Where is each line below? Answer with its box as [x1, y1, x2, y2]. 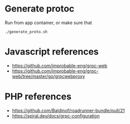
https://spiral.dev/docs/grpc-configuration [12, 112, 100, 118]
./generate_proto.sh [5, 29, 48, 34]
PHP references [5, 91, 72, 102]
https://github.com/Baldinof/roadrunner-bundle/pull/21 [12, 107, 125, 113]
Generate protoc [5, 3, 75, 15]
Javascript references [5, 46, 99, 58]
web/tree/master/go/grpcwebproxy [12, 73, 85, 79]
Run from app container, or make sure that [5, 20, 92, 26]
